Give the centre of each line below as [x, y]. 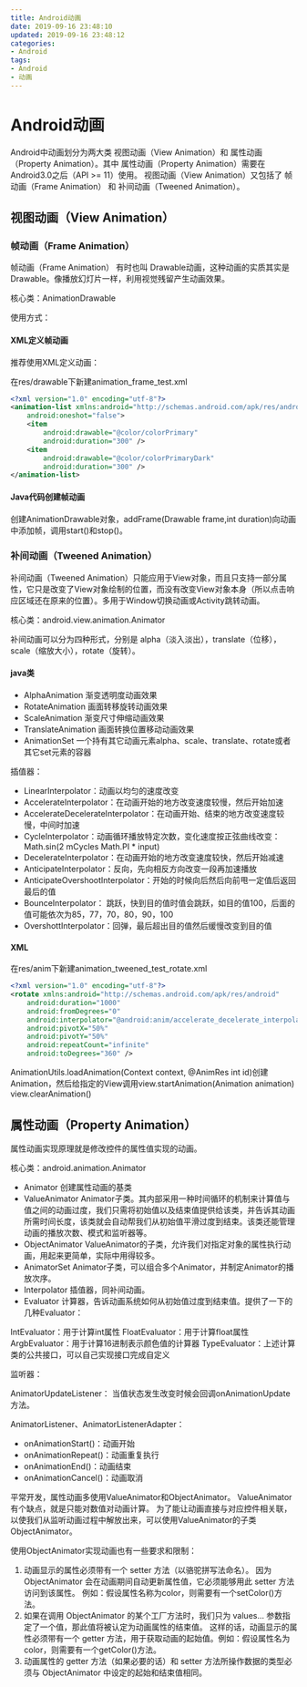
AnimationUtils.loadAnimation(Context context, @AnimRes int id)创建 [139, 1073]
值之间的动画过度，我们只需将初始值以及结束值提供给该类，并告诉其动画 [159, 1209]
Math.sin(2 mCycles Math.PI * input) [92, 847]
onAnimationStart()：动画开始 [79, 1443]
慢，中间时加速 [51, 825]
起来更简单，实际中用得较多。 [104, 1255]
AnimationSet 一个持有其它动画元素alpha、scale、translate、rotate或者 [157, 741]
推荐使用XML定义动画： [55, 362]
